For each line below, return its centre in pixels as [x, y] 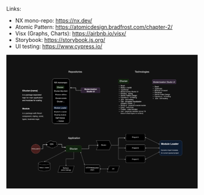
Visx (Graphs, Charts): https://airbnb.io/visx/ [70, 33]
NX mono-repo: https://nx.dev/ [53, 20]
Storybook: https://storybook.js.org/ [60, 40]
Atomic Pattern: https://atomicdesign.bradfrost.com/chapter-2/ [94, 27]
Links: [14, 9]
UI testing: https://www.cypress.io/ [59, 46]
